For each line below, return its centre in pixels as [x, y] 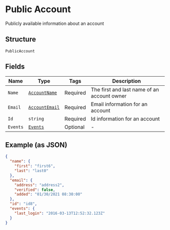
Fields [15, 67]
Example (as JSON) [36, 145]
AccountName [43, 93]
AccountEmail [44, 107]
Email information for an [119, 104]
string [36, 119]
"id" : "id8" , [24, 204]
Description [126, 81]
